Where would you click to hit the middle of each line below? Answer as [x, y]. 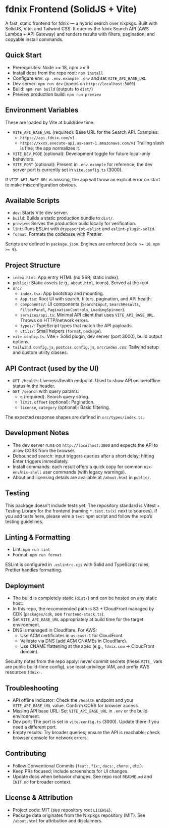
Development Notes [37, 433]
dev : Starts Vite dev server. [40, 213]
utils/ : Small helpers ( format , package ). [61, 331]
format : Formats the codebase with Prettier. [58, 234]
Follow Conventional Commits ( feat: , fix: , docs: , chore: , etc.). [78, 765]
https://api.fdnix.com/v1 [47, 138]
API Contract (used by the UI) [52, 368]
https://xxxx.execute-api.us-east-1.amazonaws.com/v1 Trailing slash [92, 143]
